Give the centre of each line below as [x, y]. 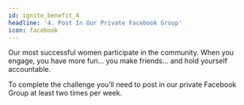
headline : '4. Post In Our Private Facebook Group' [95, 23]
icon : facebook [33, 30]
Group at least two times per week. [65, 93]
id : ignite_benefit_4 [44, 15]
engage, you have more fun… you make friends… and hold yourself [118, 61]
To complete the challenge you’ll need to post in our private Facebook [122, 84]
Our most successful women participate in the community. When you [121, 53]
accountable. [30, 69]
